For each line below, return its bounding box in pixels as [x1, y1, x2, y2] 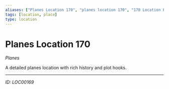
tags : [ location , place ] [5, 12, 57, 17]
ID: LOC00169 [5, 79, 34, 85]
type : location [5, 17, 37, 22]
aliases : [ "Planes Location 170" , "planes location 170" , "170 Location [5, 7, 161, 13]
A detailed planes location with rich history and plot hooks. [5, 65, 127, 71]
